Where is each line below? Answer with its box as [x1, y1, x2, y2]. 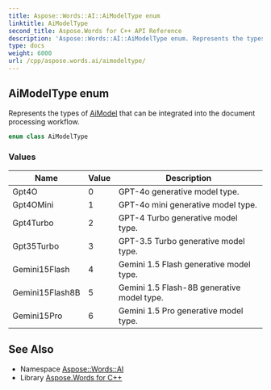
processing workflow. [8, 116, 81, 126]
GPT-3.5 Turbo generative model [118, 235, 245, 246]
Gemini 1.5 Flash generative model [118, 258, 252, 270]
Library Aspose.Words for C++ [19, 372, 123, 382]
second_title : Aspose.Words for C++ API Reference [8, 27, 182, 35]
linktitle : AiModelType [8, 19, 89, 27]
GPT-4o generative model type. [118, 186, 240, 197]
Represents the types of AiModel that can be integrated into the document [8, 108, 256, 118]
